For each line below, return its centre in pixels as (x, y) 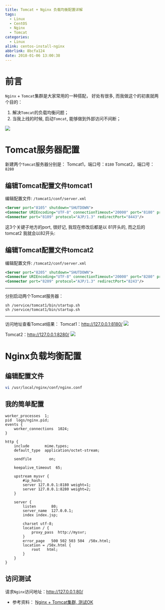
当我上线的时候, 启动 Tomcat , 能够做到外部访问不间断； (67, 119)
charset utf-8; (38, 524)
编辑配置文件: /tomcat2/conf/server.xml (46, 263)
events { (14, 424)
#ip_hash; (33, 480)
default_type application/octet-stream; (57, 450)
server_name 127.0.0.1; (48, 510)
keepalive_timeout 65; (38, 468)
